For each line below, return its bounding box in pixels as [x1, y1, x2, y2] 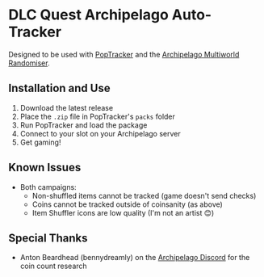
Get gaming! [19, 137, 61, 147]
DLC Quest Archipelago [8, 6, 170, 24]
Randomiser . [8, 58, 50, 68]
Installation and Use [8, 82, 111, 95]
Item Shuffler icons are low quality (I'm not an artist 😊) [31, 208, 215, 217]
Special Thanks [8, 231, 88, 245]
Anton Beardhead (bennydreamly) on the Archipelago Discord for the [19, 253, 250, 262]
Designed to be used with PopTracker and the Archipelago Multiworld [8, 49, 240, 59]
